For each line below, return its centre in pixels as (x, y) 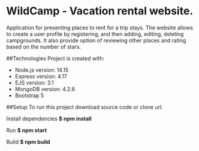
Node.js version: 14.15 (42, 70)
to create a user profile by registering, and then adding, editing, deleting (95, 34)
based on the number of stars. (44, 47)
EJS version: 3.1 (34, 83)
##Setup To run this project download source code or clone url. (85, 107)
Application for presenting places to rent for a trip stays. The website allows (100, 28)
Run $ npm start (26, 130)
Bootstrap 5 (29, 95)
